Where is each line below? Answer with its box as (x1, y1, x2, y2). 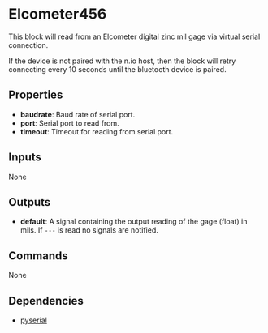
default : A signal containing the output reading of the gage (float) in (19, 216, 248, 227)
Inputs (8, 151, 42, 164)
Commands (8, 249, 69, 263)
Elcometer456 (8, 5, 107, 23)
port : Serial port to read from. (19, 118, 119, 128)
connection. (8, 40, 49, 49)
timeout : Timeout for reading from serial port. (19, 126, 174, 136)
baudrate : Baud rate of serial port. (19, 109, 136, 119)
